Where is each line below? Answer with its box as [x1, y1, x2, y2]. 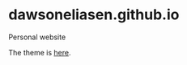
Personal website [8, 32, 66, 42]
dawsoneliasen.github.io [8, 6, 180, 24]
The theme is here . [8, 47, 71, 57]
